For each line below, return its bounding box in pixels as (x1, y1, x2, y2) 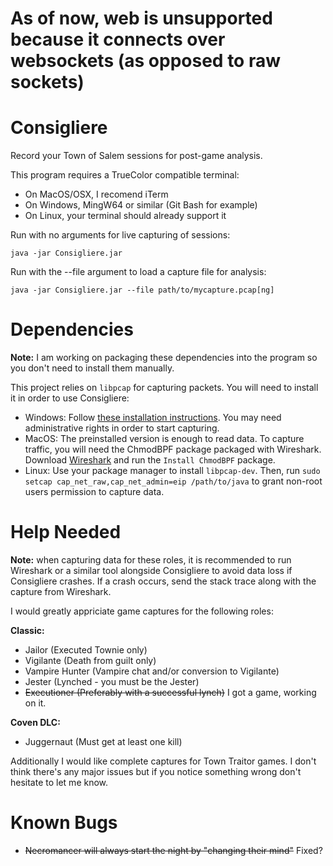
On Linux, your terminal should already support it (24, 210, 227, 222)
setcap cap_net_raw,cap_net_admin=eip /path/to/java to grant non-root (24, 475, 323, 487)
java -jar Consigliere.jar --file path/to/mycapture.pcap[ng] (10, 285, 275, 296)
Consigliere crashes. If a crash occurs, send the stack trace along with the (10, 575, 317, 587)
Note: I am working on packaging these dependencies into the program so (10, 352, 318, 364)
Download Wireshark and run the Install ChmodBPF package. (24, 454, 276, 466)
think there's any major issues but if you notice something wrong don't (10, 766, 302, 777)
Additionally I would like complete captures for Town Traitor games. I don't (10, 755, 317, 767)
